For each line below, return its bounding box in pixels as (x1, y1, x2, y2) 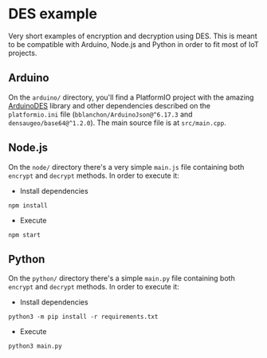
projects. (8, 48, 37, 57)
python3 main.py (8, 342, 62, 351)
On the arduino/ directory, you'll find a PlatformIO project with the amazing (8, 92, 254, 102)
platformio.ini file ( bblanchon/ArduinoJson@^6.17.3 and (8, 109, 193, 119)
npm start (8, 230, 41, 239)
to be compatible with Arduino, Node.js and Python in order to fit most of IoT (8, 39, 259, 49)
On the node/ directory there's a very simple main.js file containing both (8, 162, 245, 171)
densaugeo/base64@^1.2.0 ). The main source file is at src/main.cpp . (8, 117, 227, 128)
